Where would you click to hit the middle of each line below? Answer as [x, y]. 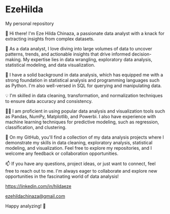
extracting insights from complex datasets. [50, 39]
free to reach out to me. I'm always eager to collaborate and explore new [81, 171]
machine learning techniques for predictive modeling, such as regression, [82, 122]
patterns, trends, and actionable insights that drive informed [68, 54]
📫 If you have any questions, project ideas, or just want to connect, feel [80, 164]
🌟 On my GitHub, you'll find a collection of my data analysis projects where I [84, 137]
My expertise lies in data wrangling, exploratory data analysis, [88, 59]
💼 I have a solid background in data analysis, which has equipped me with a [84, 74]
